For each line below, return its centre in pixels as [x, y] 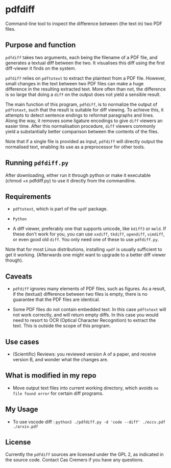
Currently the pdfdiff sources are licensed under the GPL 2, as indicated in [84, 454]
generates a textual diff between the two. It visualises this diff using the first [85, 63]
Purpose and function [41, 45]
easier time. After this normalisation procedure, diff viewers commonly [80, 126]
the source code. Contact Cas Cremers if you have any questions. [75, 460]
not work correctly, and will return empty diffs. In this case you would [86, 315]
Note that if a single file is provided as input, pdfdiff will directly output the [84, 141]
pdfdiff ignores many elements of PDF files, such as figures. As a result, [89, 289]
